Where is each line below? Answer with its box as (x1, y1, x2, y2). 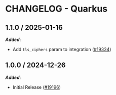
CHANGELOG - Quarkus (5, 3, 108, 15)
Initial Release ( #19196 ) (12, 84, 61, 90)
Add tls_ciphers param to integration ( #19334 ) (12, 46, 111, 52)
